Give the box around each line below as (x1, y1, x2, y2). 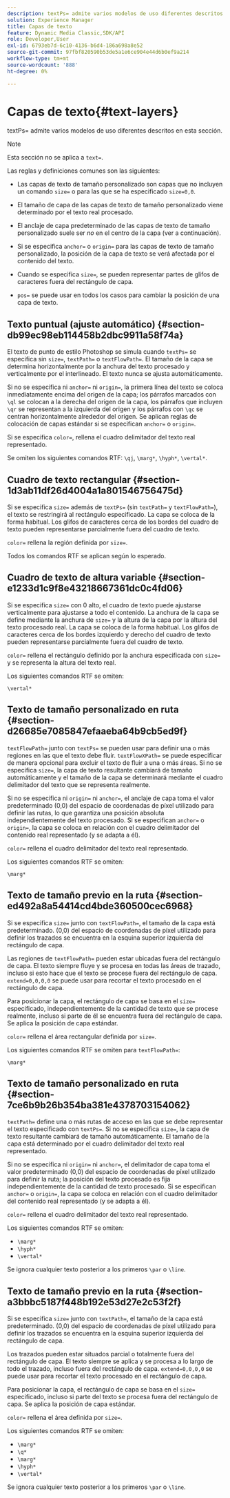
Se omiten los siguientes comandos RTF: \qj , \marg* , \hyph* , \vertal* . (7, 454, 208, 462)
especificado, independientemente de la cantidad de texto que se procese (7, 1004, 218, 1012)
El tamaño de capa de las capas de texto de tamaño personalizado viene (17, 201, 224, 209)
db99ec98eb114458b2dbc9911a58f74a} (7, 329, 184, 341)
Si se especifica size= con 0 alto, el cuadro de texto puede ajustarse (7, 600, 202, 609)
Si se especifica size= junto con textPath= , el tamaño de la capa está (7, 1314, 203, 1323)
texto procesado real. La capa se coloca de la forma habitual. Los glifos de (7, 623, 219, 631)
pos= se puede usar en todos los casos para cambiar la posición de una (17, 291, 220, 299)
